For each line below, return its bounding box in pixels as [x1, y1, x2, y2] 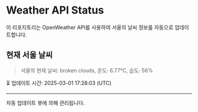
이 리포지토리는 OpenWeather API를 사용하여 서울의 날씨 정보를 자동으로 [6, 24, 174, 31]
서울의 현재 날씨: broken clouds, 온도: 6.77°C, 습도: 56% [20, 67, 153, 74]
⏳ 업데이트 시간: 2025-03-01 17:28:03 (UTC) [6, 79, 112, 86]
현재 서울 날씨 [6, 50, 53, 60]
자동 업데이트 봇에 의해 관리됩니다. [6, 99, 85, 106]
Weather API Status [6, 4, 104, 17]
